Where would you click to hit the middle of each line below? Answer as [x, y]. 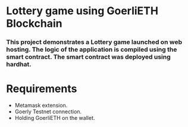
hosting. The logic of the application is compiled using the [92, 50]
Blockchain [34, 23]
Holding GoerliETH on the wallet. [55, 118]
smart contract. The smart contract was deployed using [88, 57]
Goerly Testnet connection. [48, 112]
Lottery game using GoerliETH [82, 11]
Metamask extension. [41, 106]
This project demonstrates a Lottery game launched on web [94, 42]
